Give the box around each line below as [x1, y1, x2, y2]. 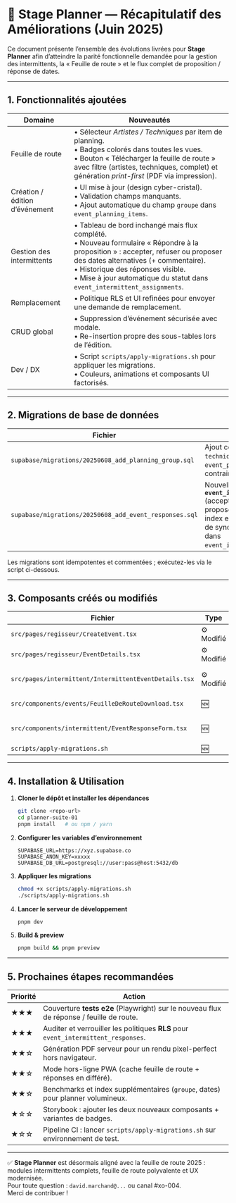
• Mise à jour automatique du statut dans [73, 273, 209, 282]
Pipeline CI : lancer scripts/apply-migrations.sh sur [43, 1125, 216, 1135]
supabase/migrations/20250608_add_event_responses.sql [11, 511, 198, 518]
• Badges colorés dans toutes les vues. [73, 144, 203, 154]
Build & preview [17, 931, 65, 940]
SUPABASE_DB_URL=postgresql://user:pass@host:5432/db [17, 859, 178, 866]
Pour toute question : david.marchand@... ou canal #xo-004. [7, 1181, 181, 1190]
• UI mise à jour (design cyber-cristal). [73, 182, 202, 192]
